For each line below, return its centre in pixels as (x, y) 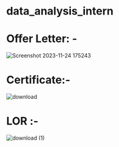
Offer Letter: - (42, 39)
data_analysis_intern (60, 11)
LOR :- (22, 121)
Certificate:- (39, 80)
